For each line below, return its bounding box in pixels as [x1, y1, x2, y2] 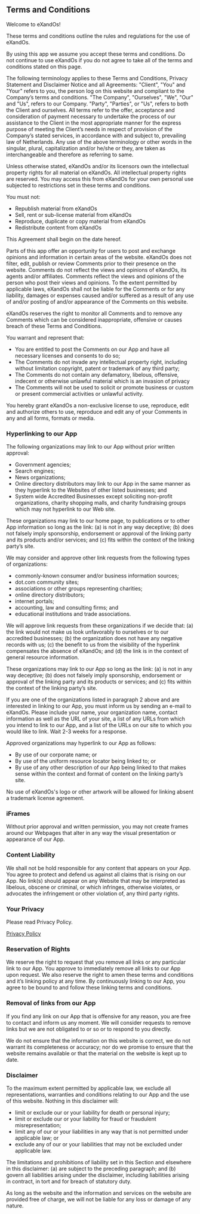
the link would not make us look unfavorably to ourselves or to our [6, 628, 169, 635]
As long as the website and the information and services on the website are [6, 1189, 192, 1197]
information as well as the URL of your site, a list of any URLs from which [6, 715, 185, 722]
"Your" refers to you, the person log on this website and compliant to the [6, 87, 184, 95]
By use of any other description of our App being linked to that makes [14, 764, 186, 771]
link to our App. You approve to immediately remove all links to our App [6, 965, 181, 972]
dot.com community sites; [14, 579, 79, 586]
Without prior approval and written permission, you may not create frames [6, 823, 189, 830]
